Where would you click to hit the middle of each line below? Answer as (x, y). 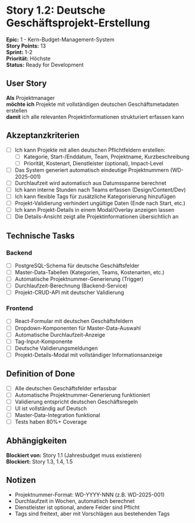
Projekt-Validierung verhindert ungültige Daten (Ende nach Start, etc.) (100, 203)
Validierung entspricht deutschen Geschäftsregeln (76, 402)
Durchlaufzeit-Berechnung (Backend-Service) (71, 286)
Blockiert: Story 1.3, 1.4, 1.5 (40, 461)
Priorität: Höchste (28, 58)
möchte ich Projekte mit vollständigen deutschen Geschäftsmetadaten (93, 104)
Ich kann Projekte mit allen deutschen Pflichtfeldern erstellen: (90, 150)
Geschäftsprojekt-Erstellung (78, 23)
